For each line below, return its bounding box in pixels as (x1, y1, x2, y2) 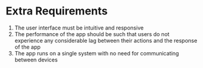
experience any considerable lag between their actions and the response (14, 37, 198, 44)
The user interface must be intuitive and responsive (14, 24, 144, 31)
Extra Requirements (5, 4, 108, 18)
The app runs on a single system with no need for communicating (14, 49, 179, 57)
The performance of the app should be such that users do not (14, 30, 170, 37)
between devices (14, 56, 58, 63)
